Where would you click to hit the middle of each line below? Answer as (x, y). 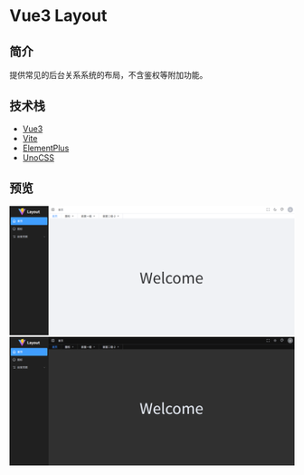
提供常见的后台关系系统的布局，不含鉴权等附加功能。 (109, 75)
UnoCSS (38, 157)
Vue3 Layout (58, 16)
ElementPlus (46, 148)
